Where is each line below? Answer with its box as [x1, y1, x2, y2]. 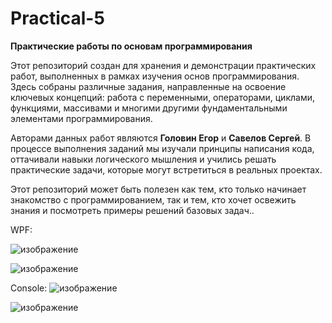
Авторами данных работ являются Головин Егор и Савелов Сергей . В [10, 132, 312, 144]
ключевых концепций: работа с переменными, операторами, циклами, [10, 91, 315, 103]
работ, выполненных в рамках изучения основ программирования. [10, 70, 300, 82]
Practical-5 [10, 7, 105, 30]
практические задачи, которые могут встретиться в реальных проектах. [10, 163, 323, 176]
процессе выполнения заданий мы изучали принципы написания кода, [10, 142, 315, 154]
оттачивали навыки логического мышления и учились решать [10, 153, 277, 165]
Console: [10, 282, 48, 294]
